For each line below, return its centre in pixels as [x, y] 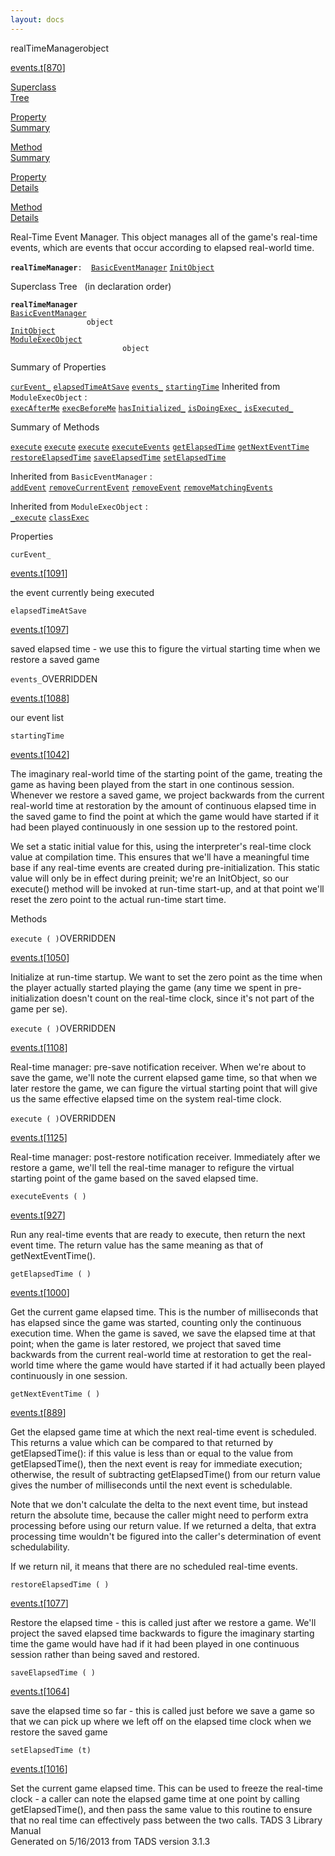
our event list [37, 717]
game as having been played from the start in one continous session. [152, 784]
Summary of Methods [55, 427]
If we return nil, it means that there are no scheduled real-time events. [154, 1566]
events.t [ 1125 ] [39, 1137]
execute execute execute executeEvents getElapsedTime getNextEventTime [160, 447]
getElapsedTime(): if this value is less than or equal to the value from [152, 1453]
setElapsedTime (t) [51, 1750]
